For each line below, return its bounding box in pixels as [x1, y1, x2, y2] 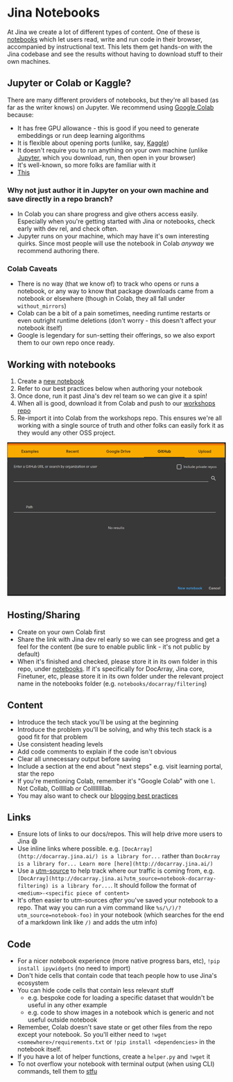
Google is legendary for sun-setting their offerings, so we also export [17, 331, 215, 340]
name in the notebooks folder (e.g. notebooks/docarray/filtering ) [17, 679, 207, 688]
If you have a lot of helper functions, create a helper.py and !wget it [17, 1052, 210, 1061]
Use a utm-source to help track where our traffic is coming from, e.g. [17, 866, 215, 875]
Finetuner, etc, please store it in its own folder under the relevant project [17, 672, 224, 680]
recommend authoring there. [17, 247, 100, 255]
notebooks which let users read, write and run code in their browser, [7, 35, 202, 43]
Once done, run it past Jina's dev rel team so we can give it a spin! [17, 392, 208, 400]
